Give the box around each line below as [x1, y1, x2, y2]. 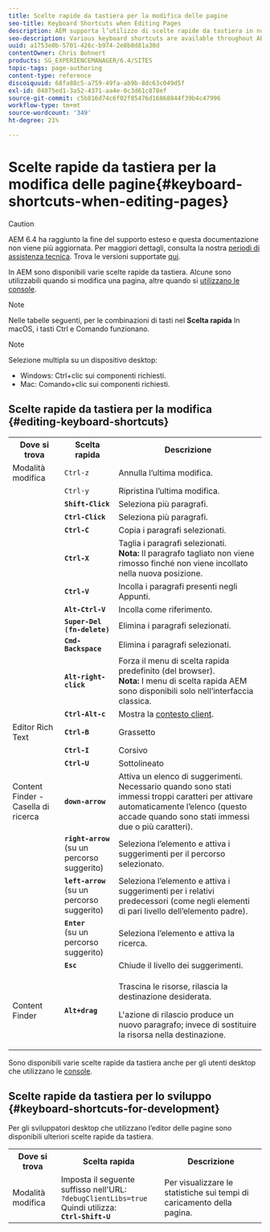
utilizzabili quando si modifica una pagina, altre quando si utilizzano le [8, 275, 240, 285]
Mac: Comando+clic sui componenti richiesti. [19, 379, 170, 388]
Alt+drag [63, 1006, 98, 1015]
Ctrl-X [63, 553, 90, 563]
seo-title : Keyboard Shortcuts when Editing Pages [8, 19, 182, 27]
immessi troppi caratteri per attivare [118, 791, 253, 802]
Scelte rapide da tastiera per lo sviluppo [8, 1090, 212, 1103]
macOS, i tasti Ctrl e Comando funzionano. [8, 323, 150, 334]
